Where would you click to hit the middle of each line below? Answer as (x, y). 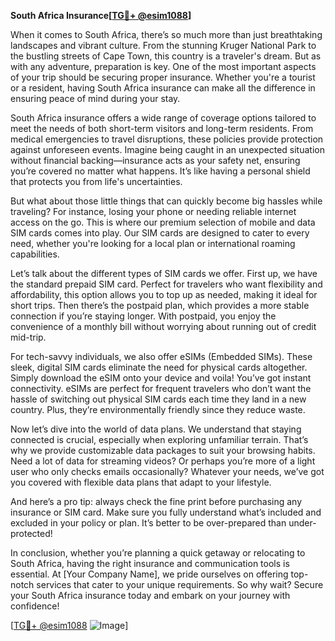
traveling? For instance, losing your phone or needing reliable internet (153, 211)
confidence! (35, 606)
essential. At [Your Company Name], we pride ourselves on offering (149, 574)
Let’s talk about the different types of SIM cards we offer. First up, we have (164, 273)
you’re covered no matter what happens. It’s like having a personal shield (160, 171)
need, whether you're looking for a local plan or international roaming (153, 243)
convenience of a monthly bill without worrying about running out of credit (163, 326)
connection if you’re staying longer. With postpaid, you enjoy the (143, 316)
